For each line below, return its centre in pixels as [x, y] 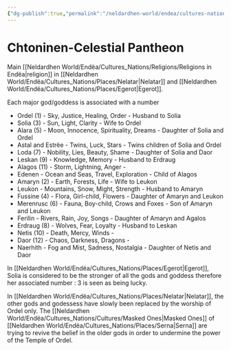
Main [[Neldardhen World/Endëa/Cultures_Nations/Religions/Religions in [109, 67]
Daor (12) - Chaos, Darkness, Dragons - [73, 240]
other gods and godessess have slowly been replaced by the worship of [109, 303]
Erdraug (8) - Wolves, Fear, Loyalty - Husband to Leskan [97, 225]
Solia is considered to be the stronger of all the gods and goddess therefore [114, 275]
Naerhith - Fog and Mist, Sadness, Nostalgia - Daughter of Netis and [114, 247]
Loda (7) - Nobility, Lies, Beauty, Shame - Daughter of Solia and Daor [115, 152]
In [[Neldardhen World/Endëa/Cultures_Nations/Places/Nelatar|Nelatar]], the [115, 296]
